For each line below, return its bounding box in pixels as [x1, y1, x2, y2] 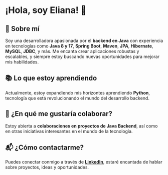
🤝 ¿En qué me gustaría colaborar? [5, 109, 113, 118]
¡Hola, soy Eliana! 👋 [5, 4, 87, 16]
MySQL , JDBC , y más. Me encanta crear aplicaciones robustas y [5, 48, 139, 54]
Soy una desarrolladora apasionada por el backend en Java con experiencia [5, 37, 163, 43]
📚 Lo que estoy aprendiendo [5, 74, 97, 82]
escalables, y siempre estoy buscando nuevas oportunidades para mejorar [5, 53, 159, 59]
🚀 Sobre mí [5, 24, 40, 33]
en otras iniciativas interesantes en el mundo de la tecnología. [5, 128, 133, 134]
